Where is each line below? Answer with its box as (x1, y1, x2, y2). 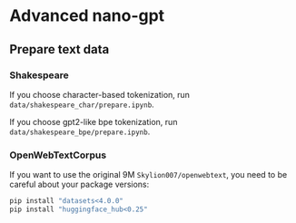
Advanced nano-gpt (9, 5, 165, 26)
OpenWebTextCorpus (9, 149, 107, 161)
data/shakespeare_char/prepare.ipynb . (9, 99, 154, 110)
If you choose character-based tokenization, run (9, 89, 191, 100)
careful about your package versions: (9, 179, 150, 190)
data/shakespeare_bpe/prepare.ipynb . (9, 126, 151, 137)
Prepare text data (9, 42, 110, 57)
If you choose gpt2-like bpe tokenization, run (9, 116, 178, 127)
